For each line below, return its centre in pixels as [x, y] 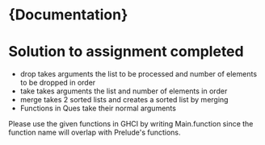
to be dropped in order [58, 83]
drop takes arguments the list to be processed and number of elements [138, 74]
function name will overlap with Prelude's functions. [95, 133]
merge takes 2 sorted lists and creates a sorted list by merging [124, 100]
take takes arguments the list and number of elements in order [124, 91]
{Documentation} [68, 15]
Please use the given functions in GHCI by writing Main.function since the [131, 124]
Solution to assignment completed [126, 52]
